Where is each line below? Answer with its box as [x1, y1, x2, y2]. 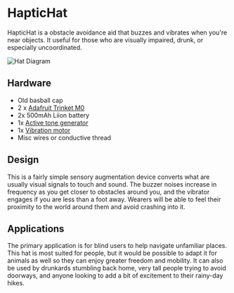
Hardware [7, 77, 51, 89]
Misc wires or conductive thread [17, 133, 111, 142]
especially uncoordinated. [7, 43, 82, 51]
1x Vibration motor [17, 125, 71, 135]
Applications [7, 223, 65, 235]
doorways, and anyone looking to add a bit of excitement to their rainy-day [7, 271, 223, 280]
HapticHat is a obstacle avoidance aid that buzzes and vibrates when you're [7, 28, 228, 37]
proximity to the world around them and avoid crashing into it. [7, 202, 186, 211]
